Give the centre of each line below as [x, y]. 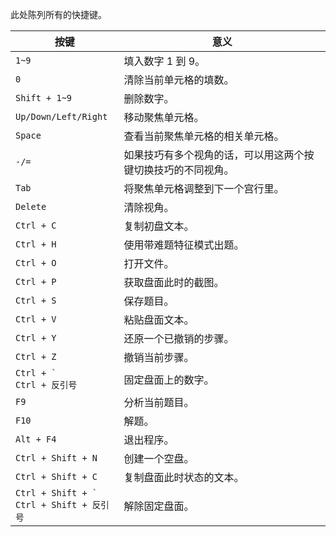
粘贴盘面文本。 [159, 320]
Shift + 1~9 [44, 98]
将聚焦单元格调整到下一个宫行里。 [204, 188]
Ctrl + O [36, 263]
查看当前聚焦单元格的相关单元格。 [204, 136]
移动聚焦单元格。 [164, 117]
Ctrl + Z [36, 356]
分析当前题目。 [159, 402]
